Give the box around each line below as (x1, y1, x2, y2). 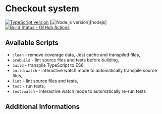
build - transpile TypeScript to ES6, (12, 62, 85, 68)
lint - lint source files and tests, (12, 78, 78, 84)
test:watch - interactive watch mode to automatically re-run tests (12, 88, 146, 94)
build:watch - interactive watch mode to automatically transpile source (12, 67, 157, 73)
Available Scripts (5, 39, 58, 47)
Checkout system (5, 3, 79, 14)
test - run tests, (12, 83, 46, 89)
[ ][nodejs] (50, 19, 107, 25)
